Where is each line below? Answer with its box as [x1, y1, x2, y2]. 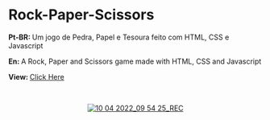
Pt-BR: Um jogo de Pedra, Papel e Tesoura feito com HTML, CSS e [8, 32, 230, 42]
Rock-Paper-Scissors [8, 6, 155, 24]
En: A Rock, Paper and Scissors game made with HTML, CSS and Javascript [8, 56, 262, 66]
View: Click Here [8, 72, 64, 81]
